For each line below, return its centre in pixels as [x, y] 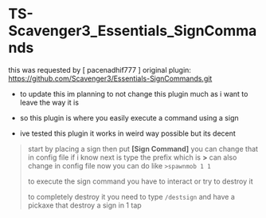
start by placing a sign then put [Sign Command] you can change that [143, 149]
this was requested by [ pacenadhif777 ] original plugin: [100, 69]
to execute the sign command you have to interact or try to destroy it [140, 181]
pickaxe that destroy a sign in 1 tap [84, 205]
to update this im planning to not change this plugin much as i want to [134, 93]
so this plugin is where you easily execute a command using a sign [129, 117]
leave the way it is [49, 102]
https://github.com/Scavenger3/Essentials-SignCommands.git [110, 78]
